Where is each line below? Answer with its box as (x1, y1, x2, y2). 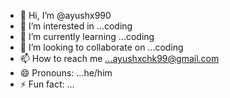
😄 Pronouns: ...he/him (19, 67, 113, 79)
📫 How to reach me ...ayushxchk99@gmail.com (19, 53, 220, 64)
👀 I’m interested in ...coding (19, 20, 133, 32)
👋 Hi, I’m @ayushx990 (19, 10, 112, 21)
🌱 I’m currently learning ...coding (19, 31, 155, 42)
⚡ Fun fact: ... (19, 78, 75, 90)
